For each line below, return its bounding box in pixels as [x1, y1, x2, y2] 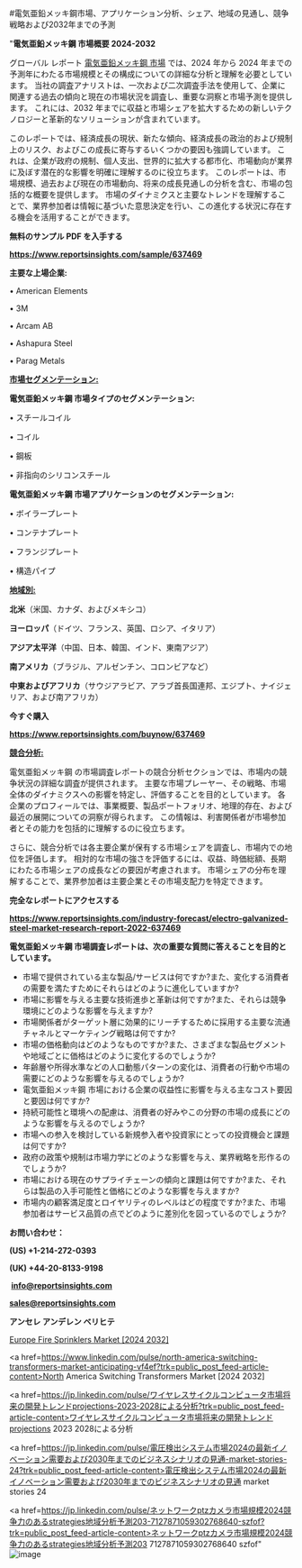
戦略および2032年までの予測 [9, 19, 116, 30]
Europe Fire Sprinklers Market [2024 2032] [9, 1335, 169, 1345]
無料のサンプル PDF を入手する [9, 231, 123, 242]
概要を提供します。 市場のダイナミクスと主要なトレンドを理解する [32, 189, 279, 200]
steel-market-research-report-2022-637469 [9, 923, 182, 933]
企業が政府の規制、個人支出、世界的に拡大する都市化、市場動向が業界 [32, 156, 293, 166]
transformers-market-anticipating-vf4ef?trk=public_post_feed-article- [9, 1362, 270, 1372]
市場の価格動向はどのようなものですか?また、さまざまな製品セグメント [22, 1039, 287, 1050]
